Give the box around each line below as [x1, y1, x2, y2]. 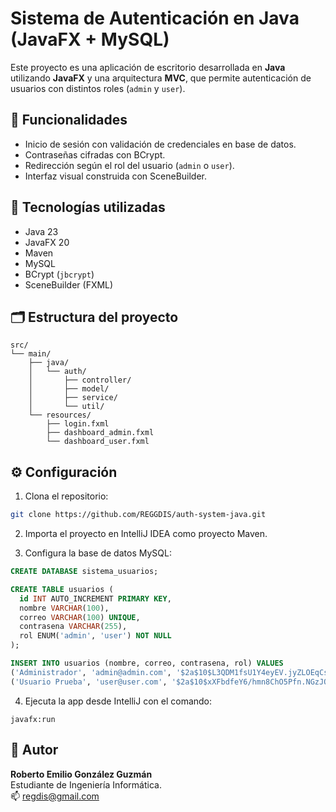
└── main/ [10, 349, 52, 359]
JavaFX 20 [24, 236, 70, 248]
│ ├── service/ [28, 393, 118, 403]
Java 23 [24, 225, 59, 237]
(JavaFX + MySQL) [10, 28, 170, 51]
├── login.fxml [46, 419, 110, 429]
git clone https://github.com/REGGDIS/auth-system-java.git [10, 510, 267, 520]
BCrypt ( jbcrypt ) [24, 268, 95, 280]
